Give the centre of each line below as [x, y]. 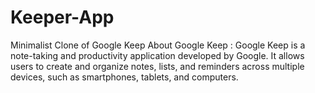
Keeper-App [62, 17]
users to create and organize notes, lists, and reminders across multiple [157, 66]
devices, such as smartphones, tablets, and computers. [124, 77]
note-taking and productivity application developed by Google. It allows [157, 55]
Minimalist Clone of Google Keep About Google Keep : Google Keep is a [158, 45]
